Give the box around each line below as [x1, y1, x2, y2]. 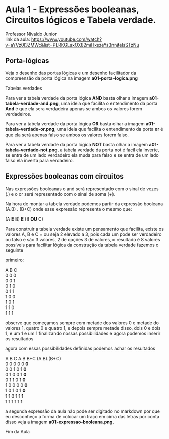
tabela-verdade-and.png [5, 100, 59, 106]
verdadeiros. [5, 111, 32, 117]
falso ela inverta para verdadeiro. [5, 157, 74, 163]
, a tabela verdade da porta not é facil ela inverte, [57, 147, 159, 153]
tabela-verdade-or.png [5, 126, 54, 132]
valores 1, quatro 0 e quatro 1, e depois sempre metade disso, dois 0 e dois [5, 325, 161, 331]
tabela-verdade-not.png [5, 147, 58, 153]
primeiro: [5, 257, 24, 263]
